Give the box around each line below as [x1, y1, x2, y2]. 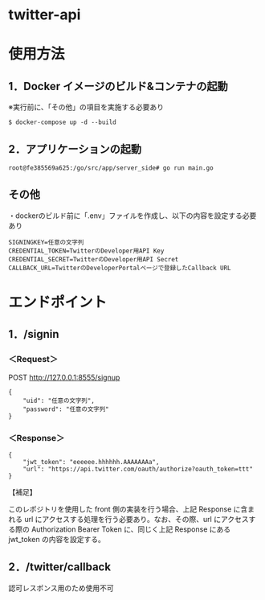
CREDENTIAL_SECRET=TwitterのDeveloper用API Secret [8, 255, 179, 263]
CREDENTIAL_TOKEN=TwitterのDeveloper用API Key [8, 247, 165, 255]
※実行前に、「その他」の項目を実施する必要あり [8, 102, 165, 112]
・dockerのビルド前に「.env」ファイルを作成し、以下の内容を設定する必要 [8, 211, 257, 220]
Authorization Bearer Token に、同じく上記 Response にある [31, 524, 231, 534]
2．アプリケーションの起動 [8, 142, 142, 156]
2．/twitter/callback [8, 561, 111, 574]
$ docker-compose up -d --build [8, 118, 116, 126]
